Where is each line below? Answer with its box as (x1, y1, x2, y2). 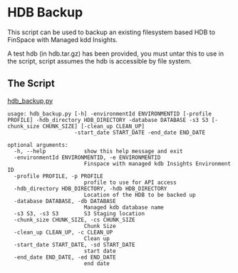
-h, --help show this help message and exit (14, 148, 183, 155)
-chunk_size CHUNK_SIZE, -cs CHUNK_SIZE (14, 216, 135, 223)
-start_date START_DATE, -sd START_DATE (14, 241, 135, 248)
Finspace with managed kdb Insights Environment (83, 160, 232, 168)
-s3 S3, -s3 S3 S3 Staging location (14, 210, 145, 217)
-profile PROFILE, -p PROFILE (14, 172, 103, 180)
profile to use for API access (83, 179, 177, 186)
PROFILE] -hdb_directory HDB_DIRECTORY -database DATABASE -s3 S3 (7, 116, 209, 123)
